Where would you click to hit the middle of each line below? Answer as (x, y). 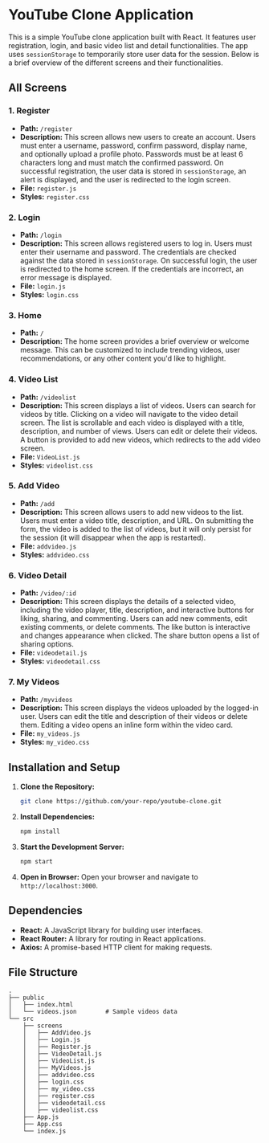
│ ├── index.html (41, 1005)
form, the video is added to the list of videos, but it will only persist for (135, 529)
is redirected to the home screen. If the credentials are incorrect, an (132, 269)
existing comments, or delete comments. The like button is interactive (135, 627)
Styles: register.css (55, 196)
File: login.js (43, 286)
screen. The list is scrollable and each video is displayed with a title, (132, 423)
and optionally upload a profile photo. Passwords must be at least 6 (131, 153)
